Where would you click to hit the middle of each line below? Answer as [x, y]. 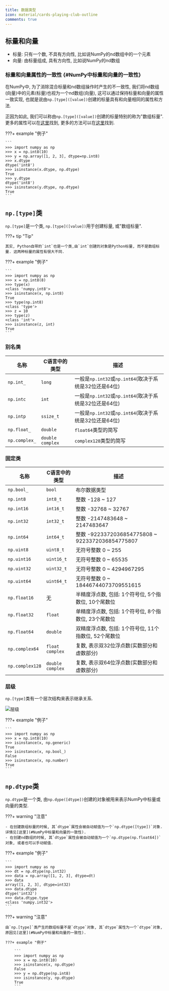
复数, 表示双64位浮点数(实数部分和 [116, 662]
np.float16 [21, 598]
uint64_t [56, 581]
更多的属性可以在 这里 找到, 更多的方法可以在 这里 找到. [60, 123]
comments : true [21, 19]
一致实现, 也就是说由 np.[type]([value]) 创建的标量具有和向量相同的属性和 [82, 100]
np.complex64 [23, 649]
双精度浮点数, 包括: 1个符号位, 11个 [117, 628]
